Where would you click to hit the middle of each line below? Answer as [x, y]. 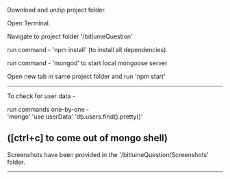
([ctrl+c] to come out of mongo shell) [87, 138]
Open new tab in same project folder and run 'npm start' [86, 76]
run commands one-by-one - [48, 109]
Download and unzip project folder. [56, 10]
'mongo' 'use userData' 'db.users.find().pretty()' [75, 117]
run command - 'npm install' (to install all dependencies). [87, 50]
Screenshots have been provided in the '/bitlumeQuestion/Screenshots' [108, 154]
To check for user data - [41, 96]
